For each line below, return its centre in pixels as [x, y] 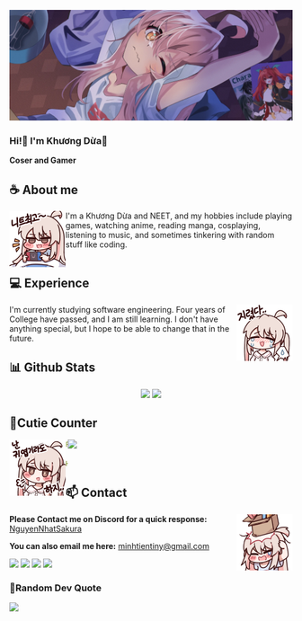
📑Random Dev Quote [55, 588]
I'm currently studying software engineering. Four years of [118, 309]
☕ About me [44, 190]
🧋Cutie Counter [53, 423]
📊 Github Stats [53, 368]
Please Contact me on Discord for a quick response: [108, 519]
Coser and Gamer [43, 160]
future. [22, 338]
